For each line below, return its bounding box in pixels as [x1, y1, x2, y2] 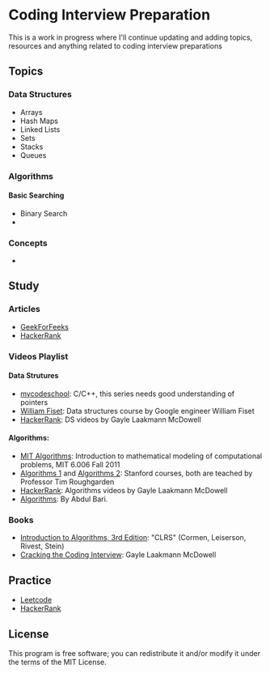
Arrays [19, 107, 43, 117]
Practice [8, 573, 52, 587]
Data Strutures [8, 371, 59, 381]
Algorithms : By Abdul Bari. [19, 494, 108, 504]
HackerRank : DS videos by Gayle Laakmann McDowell [19, 415, 202, 424]
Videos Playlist [8, 351, 69, 362]
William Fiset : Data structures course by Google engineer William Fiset [19, 406, 255, 415]
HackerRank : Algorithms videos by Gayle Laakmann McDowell [19, 486, 228, 496]
